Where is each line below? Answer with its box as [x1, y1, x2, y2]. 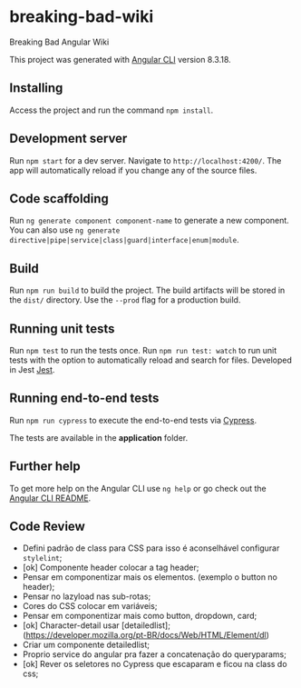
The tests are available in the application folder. [9, 432, 189, 443]
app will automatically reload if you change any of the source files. [9, 165, 257, 175]
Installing [9, 80, 63, 96]
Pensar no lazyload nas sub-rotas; [22, 591, 151, 602]
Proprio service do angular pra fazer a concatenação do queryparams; [22, 649, 287, 660]
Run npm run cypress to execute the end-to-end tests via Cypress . [9, 414, 257, 425]
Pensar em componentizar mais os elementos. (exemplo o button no [22, 572, 278, 583]
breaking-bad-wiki [9, 6, 154, 27]
